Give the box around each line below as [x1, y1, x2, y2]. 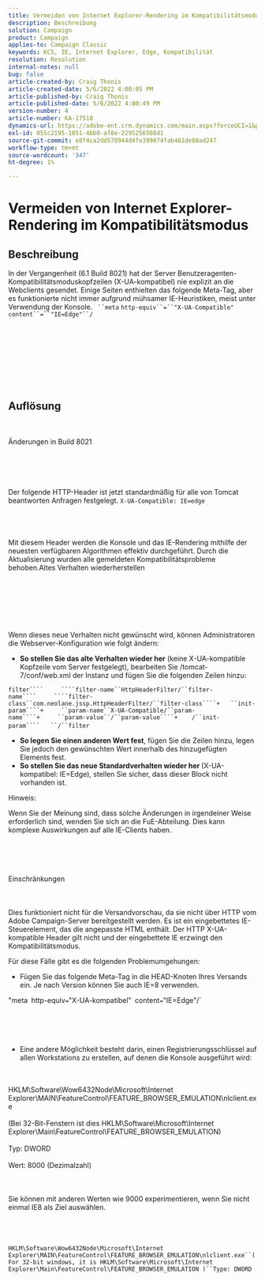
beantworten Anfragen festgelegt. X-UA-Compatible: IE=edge [8, 495, 205, 505]
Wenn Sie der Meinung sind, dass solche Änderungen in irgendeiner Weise [8, 808, 252, 818]
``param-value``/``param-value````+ [58, 713, 178, 722]
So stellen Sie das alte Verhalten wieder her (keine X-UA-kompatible [19, 654, 246, 663]
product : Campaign [8, 33, 69, 42]
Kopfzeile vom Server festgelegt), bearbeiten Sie [19, 661, 179, 672]
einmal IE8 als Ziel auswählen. [8, 1202, 106, 1211]
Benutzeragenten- [177, 269, 237, 278]
